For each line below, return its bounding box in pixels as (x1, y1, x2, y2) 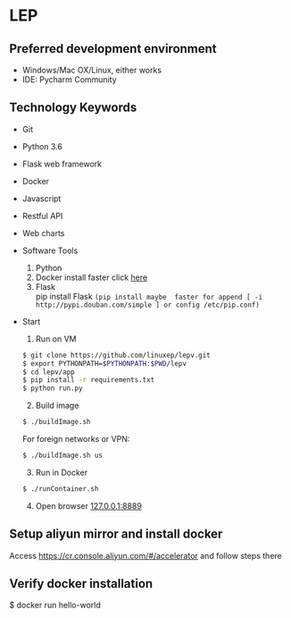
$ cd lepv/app (21, 368, 75, 377)
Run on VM (35, 333, 77, 344)
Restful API (21, 210, 63, 221)
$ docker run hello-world (9, 600, 101, 611)
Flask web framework (21, 158, 103, 169)
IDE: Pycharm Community (21, 74, 118, 85)
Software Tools (21, 245, 79, 256)
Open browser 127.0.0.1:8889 (35, 500, 143, 511)
